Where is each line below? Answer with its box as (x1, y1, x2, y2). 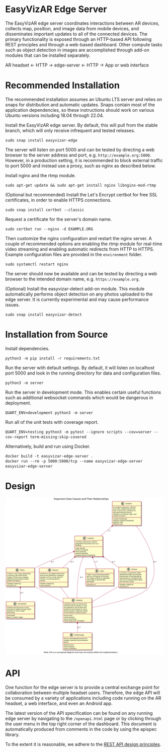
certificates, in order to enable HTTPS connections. (5, 197, 112, 203)
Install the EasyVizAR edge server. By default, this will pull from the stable (5, 122, 158, 128)
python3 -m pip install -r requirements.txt (5, 356, 100, 361)
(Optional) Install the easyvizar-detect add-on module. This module (5, 285, 145, 291)
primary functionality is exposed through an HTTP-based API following (5, 36, 152, 42)
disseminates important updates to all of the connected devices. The (5, 31, 148, 37)
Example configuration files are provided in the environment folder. (5, 251, 142, 257)
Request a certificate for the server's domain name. (5, 216, 112, 222)
